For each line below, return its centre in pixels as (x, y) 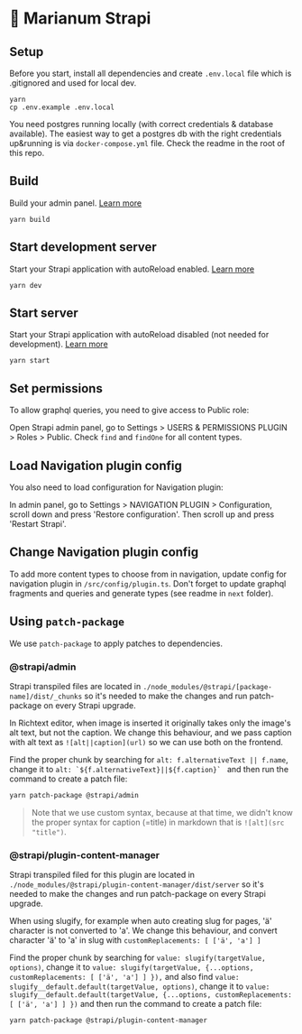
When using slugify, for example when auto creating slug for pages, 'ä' (141, 921)
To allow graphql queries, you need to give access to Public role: (129, 411)
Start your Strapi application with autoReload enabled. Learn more (132, 269)
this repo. (27, 153)
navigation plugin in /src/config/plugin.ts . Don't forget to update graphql (148, 583)
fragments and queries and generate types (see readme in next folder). (142, 593)
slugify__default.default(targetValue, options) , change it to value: (140, 986)
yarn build (30, 219)
